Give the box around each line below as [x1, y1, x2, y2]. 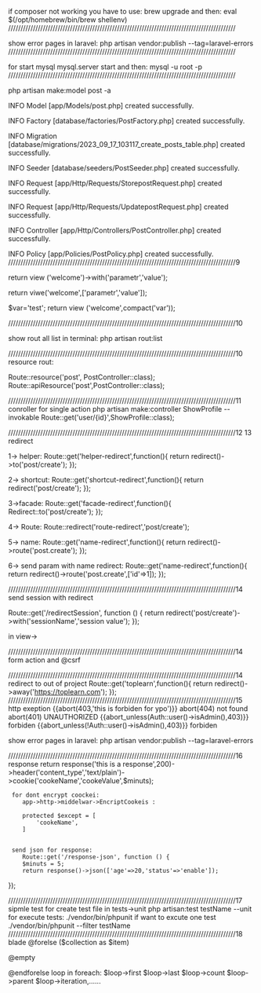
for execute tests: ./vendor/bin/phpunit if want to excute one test [8, 913, 217, 922]
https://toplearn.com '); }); [34, 687, 118, 696]
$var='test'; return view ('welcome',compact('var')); [8, 303, 176, 313]
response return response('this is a [8, 760, 121, 768]
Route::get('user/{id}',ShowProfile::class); [41, 412, 175, 422]
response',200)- [122, 760, 175, 768]
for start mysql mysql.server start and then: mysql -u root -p [8, 62, 202, 71]
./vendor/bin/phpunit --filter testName [8, 921, 131, 930]
